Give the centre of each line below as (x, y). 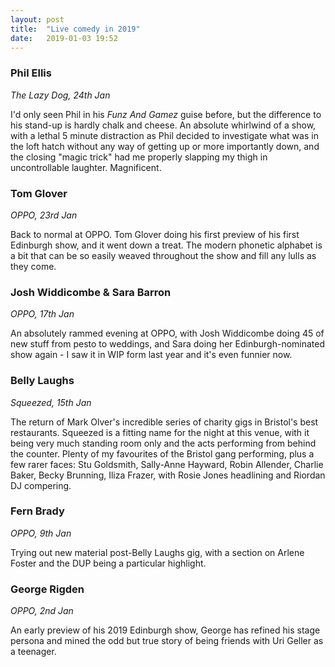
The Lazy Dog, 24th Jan (60, 95)
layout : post (37, 19)
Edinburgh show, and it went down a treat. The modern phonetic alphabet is (166, 245)
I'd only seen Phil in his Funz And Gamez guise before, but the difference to (166, 114)
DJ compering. (41, 485)
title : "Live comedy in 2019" (75, 29)
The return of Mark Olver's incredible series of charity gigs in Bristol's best (164, 422)
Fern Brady (37, 511)
